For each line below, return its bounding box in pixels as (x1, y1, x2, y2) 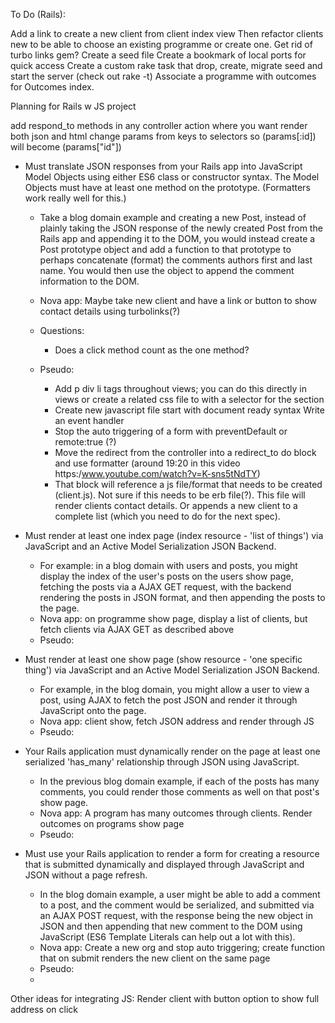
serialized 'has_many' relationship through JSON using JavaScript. (24, 756, 300, 768)
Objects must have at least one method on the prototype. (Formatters (24, 182, 311, 193)
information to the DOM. (39, 275, 140, 287)
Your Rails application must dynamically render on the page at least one (24, 745, 321, 757)
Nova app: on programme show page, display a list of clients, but (39, 613, 308, 624)
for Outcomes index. (10, 81, 95, 93)
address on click (10, 1004, 78, 1015)
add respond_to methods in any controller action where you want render (10, 120, 308, 131)
